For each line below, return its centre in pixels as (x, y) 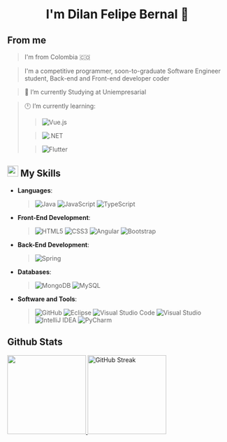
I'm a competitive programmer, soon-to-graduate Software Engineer (123, 71)
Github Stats (35, 342)
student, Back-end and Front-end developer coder (97, 78)
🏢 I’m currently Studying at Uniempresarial (85, 92)
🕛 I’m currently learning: (60, 106)
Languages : (35, 190)
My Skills (41, 173)
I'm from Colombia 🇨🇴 (57, 57)
